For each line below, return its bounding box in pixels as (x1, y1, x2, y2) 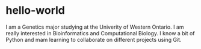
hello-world (5, 4, 66, 17)
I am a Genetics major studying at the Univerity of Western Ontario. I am (5, 23, 184, 30)
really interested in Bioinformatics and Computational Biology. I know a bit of (5, 29, 195, 36)
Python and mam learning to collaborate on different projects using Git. (5, 36, 182, 43)
